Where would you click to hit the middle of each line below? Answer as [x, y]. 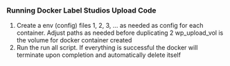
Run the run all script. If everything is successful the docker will [107, 48]
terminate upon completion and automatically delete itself [99, 55]
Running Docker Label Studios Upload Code [81, 10]
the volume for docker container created [74, 40]
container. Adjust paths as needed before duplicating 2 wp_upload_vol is [120, 33]
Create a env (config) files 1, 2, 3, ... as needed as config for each [110, 26]
